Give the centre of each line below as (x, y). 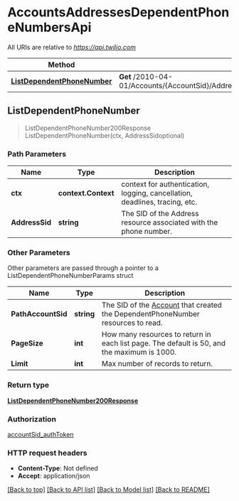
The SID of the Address (160, 214)
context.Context (86, 193)
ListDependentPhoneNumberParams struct (70, 276)
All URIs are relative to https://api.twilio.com (72, 47)
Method (62, 65)
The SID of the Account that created (162, 305)
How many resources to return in (156, 335)
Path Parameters (37, 153)
